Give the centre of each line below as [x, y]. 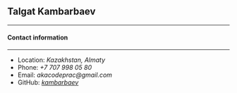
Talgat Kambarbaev [51, 12]
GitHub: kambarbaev [48, 82]
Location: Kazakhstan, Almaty [61, 60]
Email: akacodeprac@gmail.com [65, 75]
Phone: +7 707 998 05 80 [55, 68]
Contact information [38, 37]
